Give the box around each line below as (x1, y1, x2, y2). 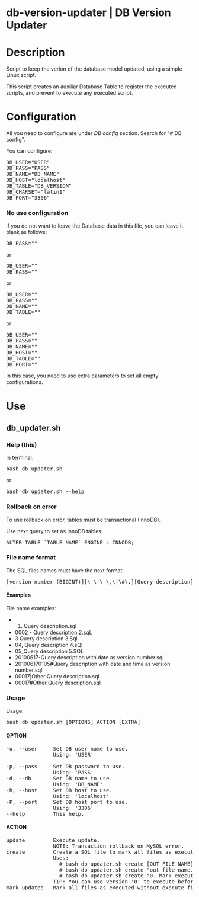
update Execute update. (6, 837, 100, 844)
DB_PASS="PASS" (6, 165, 50, 172)
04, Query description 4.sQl (14, 642, 83, 649)
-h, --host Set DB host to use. (6, 787, 113, 793)
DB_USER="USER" (6, 159, 50, 166)
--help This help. (6, 810, 85, 817)
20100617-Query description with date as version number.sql (14, 654, 164, 661)
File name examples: (6, 605, 56, 612)
